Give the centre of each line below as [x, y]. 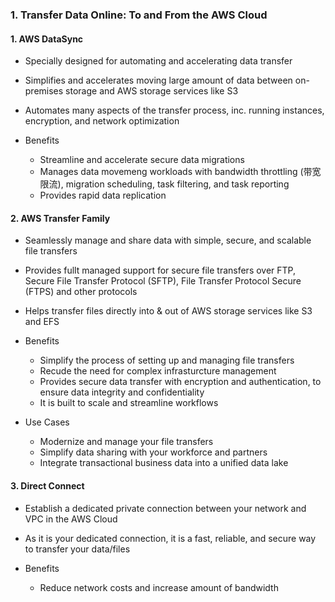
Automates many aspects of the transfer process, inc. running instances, [174, 110]
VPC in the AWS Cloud [71, 519]
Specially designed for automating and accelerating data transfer [158, 61]
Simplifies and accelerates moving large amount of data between [158, 80]
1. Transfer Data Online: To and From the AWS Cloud [139, 15]
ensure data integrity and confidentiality [122, 392]
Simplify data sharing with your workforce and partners [153, 452]
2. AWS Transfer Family [60, 218]
